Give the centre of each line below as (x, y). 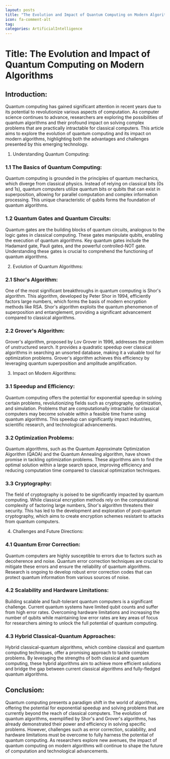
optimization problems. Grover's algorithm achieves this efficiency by (77, 358)
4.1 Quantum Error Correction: (43, 545)
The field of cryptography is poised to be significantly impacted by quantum (84, 495)
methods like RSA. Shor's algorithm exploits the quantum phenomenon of (82, 307)
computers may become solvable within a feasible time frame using (76, 414)
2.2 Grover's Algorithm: (35, 331)
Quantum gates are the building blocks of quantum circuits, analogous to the (85, 230)
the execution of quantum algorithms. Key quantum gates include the (77, 240)
